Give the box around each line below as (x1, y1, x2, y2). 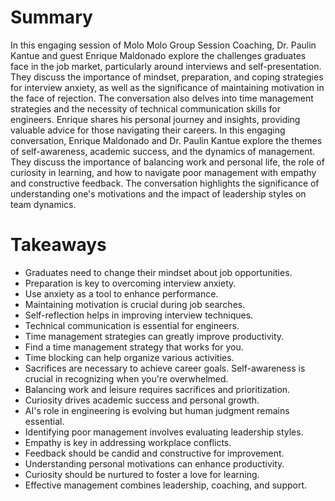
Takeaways (10, 234, 107, 256)
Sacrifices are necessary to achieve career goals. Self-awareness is (24, 362, 306, 374)
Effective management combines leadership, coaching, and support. (24, 479, 308, 491)
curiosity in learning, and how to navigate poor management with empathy (10, 166, 317, 178)
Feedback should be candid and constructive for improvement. (24, 447, 285, 459)
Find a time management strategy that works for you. (24, 341, 244, 353)
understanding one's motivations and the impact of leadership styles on (10, 187, 307, 200)
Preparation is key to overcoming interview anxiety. (24, 277, 237, 289)
